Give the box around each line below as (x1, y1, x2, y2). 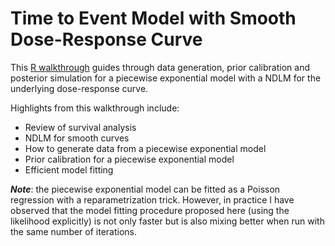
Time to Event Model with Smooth (10, 7, 297, 30)
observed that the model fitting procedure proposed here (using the (10, 204, 290, 216)
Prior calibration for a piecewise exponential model (24, 153, 235, 165)
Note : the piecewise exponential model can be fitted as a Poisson (10, 183, 281, 195)
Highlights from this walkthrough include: (10, 102, 180, 114)
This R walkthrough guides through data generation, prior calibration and (10, 61, 310, 73)
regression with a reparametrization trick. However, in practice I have (10, 193, 295, 206)
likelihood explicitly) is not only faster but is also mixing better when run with (10, 215, 325, 227)
